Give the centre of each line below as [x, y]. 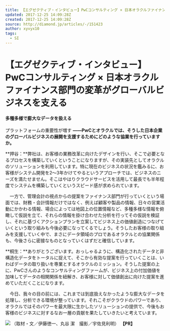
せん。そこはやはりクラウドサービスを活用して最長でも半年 [98, 179]
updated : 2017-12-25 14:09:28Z [38, 15]
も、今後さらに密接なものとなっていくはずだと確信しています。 [71, 241]
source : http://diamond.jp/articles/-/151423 [54, 24]
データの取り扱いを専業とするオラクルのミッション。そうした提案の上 [87, 264]
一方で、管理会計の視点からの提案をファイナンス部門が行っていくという [85, 196]
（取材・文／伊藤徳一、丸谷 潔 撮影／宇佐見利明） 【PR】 [73, 324]
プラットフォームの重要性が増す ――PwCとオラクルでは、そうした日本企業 [84, 130]
